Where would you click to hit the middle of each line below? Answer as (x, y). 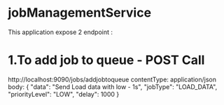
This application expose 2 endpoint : (60, 32)
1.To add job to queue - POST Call (106, 60)
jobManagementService (80, 13)
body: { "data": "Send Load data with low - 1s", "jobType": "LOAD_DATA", (113, 87)
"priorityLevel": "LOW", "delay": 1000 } (64, 94)
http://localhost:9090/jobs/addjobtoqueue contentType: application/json (112, 79)
